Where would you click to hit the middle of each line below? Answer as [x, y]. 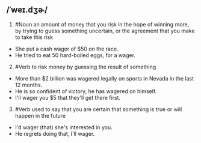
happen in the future [40, 115]
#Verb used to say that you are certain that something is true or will [98, 109]
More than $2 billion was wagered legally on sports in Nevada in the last [104, 78]
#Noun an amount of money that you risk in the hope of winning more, [102, 24]
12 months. [29, 85]
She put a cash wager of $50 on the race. [66, 49]
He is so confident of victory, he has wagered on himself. [86, 91]
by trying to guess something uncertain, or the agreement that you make [105, 31]
